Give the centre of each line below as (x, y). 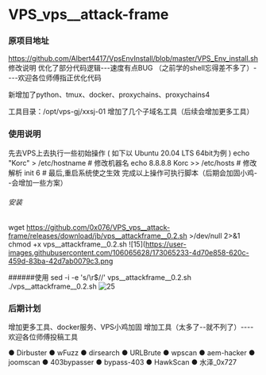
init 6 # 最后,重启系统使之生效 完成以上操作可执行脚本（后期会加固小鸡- (141, 173)
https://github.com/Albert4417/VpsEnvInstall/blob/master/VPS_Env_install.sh (133, 59)
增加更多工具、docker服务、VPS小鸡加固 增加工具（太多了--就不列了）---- (131, 327)
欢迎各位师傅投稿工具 (43, 337)
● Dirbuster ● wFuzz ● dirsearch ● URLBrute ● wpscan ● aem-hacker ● (132, 353)
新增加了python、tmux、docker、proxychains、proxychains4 (109, 95)
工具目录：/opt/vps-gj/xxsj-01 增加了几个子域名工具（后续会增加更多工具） (131, 112)
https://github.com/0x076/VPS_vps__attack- (98, 227)
